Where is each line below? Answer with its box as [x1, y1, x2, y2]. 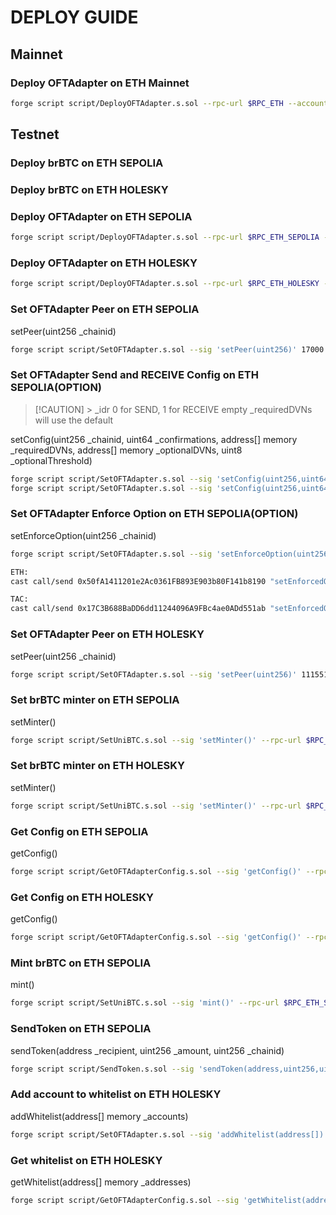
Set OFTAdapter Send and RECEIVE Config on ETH [10, 368, 259, 382]
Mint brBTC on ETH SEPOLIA [10, 956, 152, 970]
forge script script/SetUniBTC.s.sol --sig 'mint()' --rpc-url [10, 998, 280, 1008]
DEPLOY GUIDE [10, 6, 139, 29]
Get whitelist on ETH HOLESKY [10, 1153, 163, 1167]
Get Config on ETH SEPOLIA [10, 824, 149, 838]
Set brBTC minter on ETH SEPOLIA [10, 693, 180, 707]
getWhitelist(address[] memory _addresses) [10, 1176, 192, 1188]
